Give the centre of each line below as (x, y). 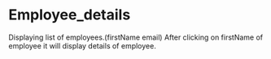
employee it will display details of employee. (82, 45)
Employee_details (70, 15)
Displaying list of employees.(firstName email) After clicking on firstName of (136, 37)
